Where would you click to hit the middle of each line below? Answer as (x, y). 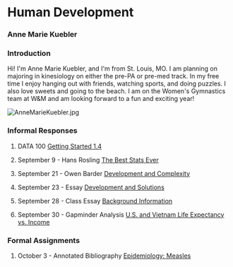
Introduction (29, 54)
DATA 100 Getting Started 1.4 (60, 146)
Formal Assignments (43, 240)
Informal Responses (42, 131)
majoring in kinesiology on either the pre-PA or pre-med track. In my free (113, 76)
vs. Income (34, 222)
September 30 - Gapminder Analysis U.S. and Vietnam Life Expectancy (121, 214)
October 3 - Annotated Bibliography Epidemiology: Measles (104, 256)
